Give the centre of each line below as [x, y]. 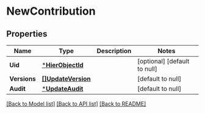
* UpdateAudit [63, 89]
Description [114, 51]
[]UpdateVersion [67, 79]
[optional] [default [163, 61]
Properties [27, 34]
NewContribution [51, 11]
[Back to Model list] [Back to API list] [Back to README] [76, 104]
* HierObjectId [63, 65]
